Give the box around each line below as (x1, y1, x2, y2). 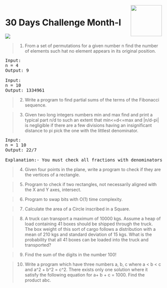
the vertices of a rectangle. (24, 172, 81, 178)
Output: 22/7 (5, 147, 37, 153)
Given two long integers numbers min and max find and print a (24, 111, 153, 117)
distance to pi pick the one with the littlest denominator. (24, 127, 139, 133)
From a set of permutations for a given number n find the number (24, 42, 158, 49)
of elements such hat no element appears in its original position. (24, 48, 156, 54)
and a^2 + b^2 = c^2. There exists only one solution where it (24, 266, 148, 273)
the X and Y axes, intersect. (24, 187, 82, 192)
